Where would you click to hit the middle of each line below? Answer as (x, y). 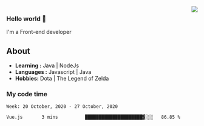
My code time (27, 94)
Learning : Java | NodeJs (47, 65)
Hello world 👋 (26, 19)
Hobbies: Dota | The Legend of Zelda (62, 79)
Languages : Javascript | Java (53, 72)
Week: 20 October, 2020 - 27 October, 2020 (62, 107)
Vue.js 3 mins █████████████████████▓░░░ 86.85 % (93, 118)
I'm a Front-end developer (39, 32)
